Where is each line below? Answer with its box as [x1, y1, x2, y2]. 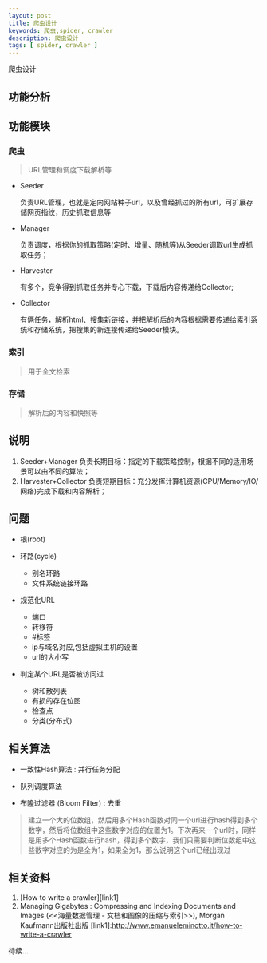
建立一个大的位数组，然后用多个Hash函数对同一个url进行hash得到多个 [27, 815, 258, 825]
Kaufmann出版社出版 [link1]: [19, 921, 112, 930]
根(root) [19, 534, 46, 544]
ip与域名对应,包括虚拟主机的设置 [31, 642, 138, 652]
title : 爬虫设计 [8, 19, 57, 27]
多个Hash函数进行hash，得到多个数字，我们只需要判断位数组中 [41, 835, 249, 845]
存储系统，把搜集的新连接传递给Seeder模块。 [33, 325, 184, 335]
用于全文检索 [27, 367, 70, 376]
